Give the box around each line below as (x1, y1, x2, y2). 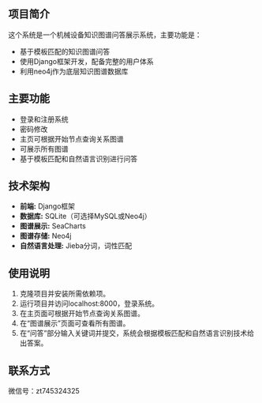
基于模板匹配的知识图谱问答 (19, 47, 110, 56)
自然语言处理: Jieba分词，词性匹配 (19, 241, 133, 250)
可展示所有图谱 (19, 144, 69, 153)
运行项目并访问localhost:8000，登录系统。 (19, 299, 159, 308)
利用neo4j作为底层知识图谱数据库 (19, 66, 129, 76)
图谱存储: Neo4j (19, 232, 72, 241)
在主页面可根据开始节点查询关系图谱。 (19, 309, 144, 318)
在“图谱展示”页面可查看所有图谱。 (19, 318, 130, 328)
